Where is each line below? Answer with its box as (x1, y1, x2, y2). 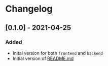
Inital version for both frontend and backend (12, 50, 103, 56)
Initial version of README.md (12, 55, 74, 61)
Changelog (5, 3, 53, 15)
